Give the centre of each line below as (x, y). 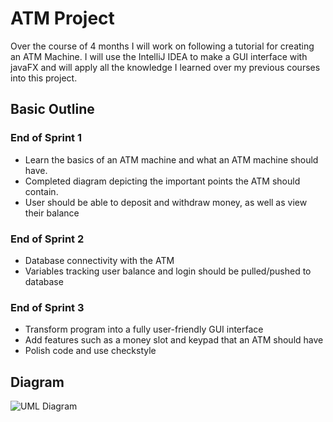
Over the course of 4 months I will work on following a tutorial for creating (162, 46)
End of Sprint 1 (46, 138)
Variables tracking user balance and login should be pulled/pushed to (168, 271)
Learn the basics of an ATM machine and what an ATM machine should (171, 159)
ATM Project (62, 18)
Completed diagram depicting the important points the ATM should (162, 181)
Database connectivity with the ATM (99, 260)
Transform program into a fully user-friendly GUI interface (144, 329)
